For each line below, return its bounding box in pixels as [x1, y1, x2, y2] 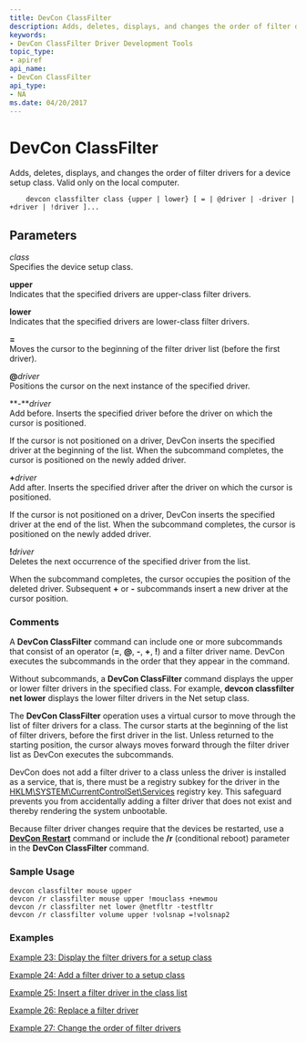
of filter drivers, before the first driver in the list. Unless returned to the [9, 730, 274, 741]
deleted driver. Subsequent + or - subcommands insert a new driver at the [9, 583, 289, 594]
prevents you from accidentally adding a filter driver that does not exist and [9, 796, 292, 807]
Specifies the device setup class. [9, 262, 134, 273]
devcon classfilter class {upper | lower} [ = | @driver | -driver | [25, 195, 296, 204]
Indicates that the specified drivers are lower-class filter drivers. [9, 316, 250, 327]
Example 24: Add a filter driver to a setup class [9, 970, 185, 981]
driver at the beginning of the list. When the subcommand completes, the [9, 445, 284, 456]
